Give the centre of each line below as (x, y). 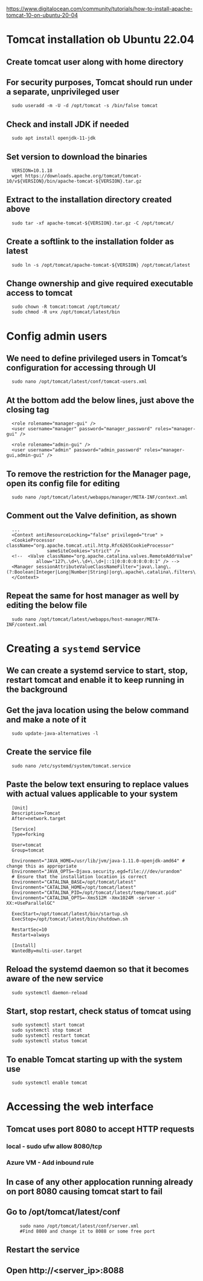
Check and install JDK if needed (68, 124)
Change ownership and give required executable (100, 284)
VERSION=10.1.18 (32, 171)
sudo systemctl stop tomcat (47, 1031)
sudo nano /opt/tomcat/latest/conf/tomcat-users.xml (79, 382)
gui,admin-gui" (25, 455)
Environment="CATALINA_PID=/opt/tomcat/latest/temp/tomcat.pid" (94, 892)
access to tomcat (40, 293)
